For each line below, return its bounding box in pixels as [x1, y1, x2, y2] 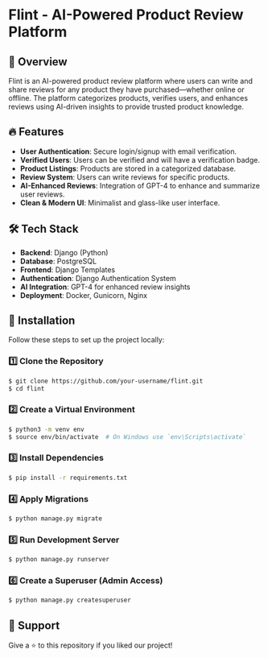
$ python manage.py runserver [8, 556, 110, 564]
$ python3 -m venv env [8, 425, 85, 433]
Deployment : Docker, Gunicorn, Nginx [19, 290, 147, 300]
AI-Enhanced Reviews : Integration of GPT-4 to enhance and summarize [19, 180, 260, 190]
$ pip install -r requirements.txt [8, 474, 128, 482]
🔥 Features [8, 125, 64, 139]
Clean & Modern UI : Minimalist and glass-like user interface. [19, 197, 221, 207]
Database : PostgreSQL [19, 256, 97, 266]
